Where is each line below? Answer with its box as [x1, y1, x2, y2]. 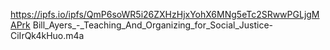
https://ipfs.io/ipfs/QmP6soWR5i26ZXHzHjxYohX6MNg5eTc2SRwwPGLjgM [10, 9, 320, 20]
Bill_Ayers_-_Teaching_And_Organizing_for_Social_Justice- [32, 19, 273, 31]
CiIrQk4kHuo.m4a [10, 30, 85, 41]
